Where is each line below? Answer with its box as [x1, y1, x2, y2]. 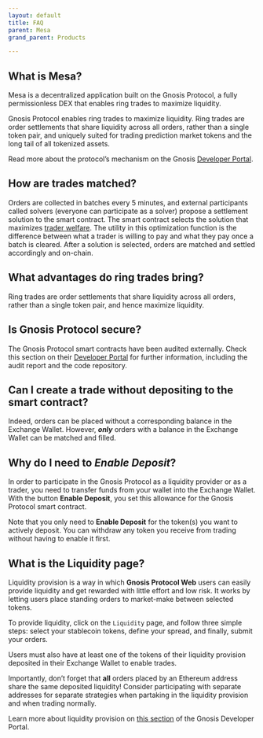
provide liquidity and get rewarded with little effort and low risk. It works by [8, 585, 250, 595]
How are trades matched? [8, 177, 137, 190]
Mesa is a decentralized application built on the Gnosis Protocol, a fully [8, 90, 238, 100]
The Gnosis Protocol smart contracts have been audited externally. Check [8, 344, 247, 353]
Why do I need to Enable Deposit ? [8, 456, 177, 469]
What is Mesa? [8, 69, 82, 83]
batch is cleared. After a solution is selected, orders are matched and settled [8, 239, 255, 249]
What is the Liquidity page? [8, 556, 145, 570]
